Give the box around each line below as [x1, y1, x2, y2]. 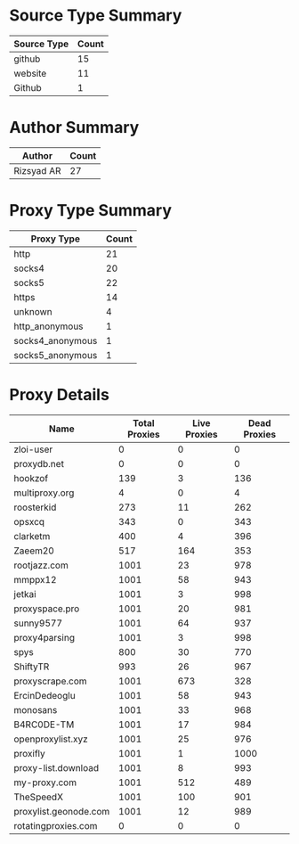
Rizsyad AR [13, 164, 61, 176]
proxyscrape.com [13, 675, 87, 687]
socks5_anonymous [13, 348, 98, 361]
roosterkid [13, 501, 57, 513]
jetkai [13, 587, 37, 600]
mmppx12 [13, 573, 57, 586]
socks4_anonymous [13, 334, 98, 347]
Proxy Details [9, 385, 109, 405]
